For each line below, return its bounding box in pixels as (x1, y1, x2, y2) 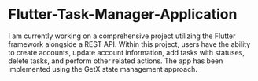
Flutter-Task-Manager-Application (8, 5, 238, 23)
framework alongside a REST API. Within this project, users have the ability (8, 39, 251, 48)
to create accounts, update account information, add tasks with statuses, (8, 48, 245, 57)
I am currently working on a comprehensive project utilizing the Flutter (8, 31, 236, 40)
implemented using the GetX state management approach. (8, 64, 198, 73)
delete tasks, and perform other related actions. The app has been (8, 56, 223, 65)
